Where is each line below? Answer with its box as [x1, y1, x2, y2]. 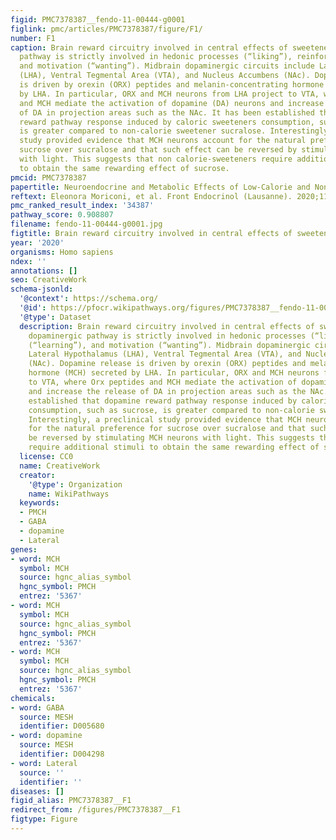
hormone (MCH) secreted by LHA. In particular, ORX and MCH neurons [28, 368, 320, 378]
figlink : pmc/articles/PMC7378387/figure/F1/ [10, 24, 203, 34]
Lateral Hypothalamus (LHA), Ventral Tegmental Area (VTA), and [28, 349, 302, 360]
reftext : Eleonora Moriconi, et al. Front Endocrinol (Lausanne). [10, 191, 293, 201]
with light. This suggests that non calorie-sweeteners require [19, 154, 293, 164]
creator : [19, 470, 56, 480]
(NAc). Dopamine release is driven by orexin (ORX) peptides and [28, 359, 307, 369]
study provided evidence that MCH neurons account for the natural [19, 136, 307, 146]
